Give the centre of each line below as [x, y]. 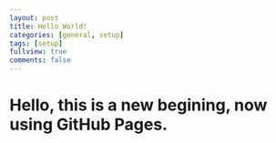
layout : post [34, 18]
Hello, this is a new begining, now [138, 105]
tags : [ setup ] [36, 43]
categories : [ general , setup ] [67, 35]
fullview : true [38, 52]
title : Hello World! [49, 26]
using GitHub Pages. [89, 125]
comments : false [40, 60]
